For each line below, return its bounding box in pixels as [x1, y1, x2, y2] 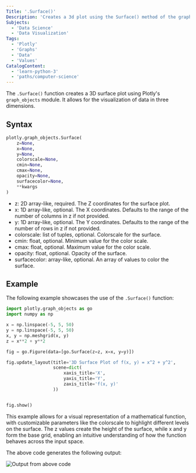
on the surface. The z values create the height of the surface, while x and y [6, 425, 187, 432]
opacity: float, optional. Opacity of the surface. [14, 249, 127, 256]
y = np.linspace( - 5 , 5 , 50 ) [6, 327, 75, 333]
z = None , [16, 140, 35, 146]
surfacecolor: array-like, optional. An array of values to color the [14, 256, 169, 263]
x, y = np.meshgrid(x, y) [6, 333, 69, 338]
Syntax [6, 119, 33, 129]
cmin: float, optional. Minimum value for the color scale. [14, 237, 149, 244]
